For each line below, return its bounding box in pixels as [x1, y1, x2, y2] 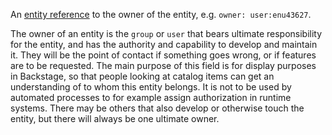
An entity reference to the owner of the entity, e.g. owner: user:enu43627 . [10, 9, 312, 20]
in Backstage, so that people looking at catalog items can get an [10, 70, 275, 82]
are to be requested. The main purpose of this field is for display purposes [10, 60, 317, 71]
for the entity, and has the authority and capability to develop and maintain [10, 39, 318, 50]
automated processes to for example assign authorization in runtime [10, 92, 292, 103]
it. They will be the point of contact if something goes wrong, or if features [10, 49, 317, 61]
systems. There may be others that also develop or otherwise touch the [10, 102, 305, 114]
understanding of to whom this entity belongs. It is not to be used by [10, 81, 292, 93]
